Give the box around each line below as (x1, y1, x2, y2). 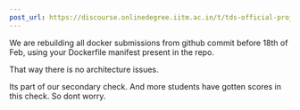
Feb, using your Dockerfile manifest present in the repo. (9, 46, 214, 58)
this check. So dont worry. (9, 90, 106, 101)
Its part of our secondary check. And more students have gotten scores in (9, 81, 281, 91)
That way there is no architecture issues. (9, 64, 159, 75)
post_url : (9, 12, 46, 22)
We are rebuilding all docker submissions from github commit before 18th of (9, 37, 288, 48)
